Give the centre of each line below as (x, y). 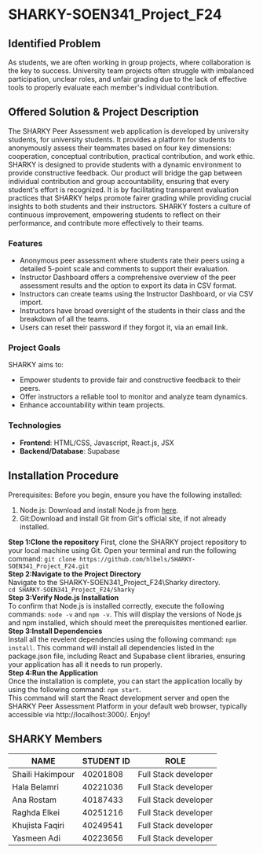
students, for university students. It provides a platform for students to (122, 139)
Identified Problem (55, 44)
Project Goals (35, 348)
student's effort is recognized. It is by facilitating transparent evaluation (124, 190)
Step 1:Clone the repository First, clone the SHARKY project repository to (128, 542)
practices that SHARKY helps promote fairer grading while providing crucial (130, 197)
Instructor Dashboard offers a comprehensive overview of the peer (128, 278)
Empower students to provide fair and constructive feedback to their (130, 380)
